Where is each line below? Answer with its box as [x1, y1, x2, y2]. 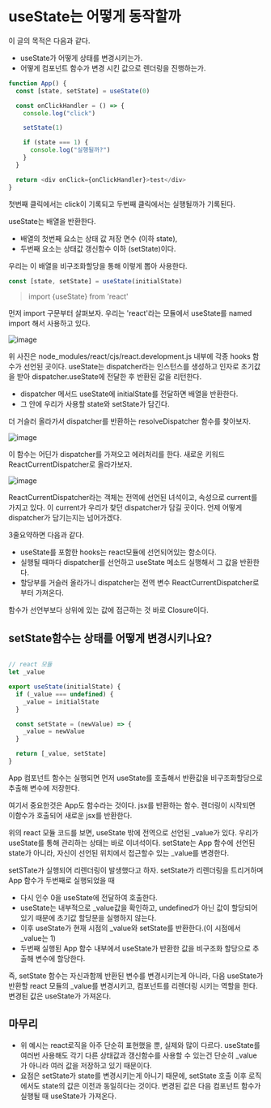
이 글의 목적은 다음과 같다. [8, 36, 91, 45]
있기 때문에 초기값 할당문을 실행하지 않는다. [19, 912, 157, 922]
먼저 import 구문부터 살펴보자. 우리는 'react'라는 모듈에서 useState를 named [8, 308, 252, 318]
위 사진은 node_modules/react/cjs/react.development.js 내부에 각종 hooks [8, 351, 251, 361]
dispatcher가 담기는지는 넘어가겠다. [8, 513, 122, 523]
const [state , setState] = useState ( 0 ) [15, 87, 150, 95]
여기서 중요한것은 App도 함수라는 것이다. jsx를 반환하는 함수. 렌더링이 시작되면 [8, 800, 256, 810]
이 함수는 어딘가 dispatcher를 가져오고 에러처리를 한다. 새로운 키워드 [8, 450, 225, 459]
